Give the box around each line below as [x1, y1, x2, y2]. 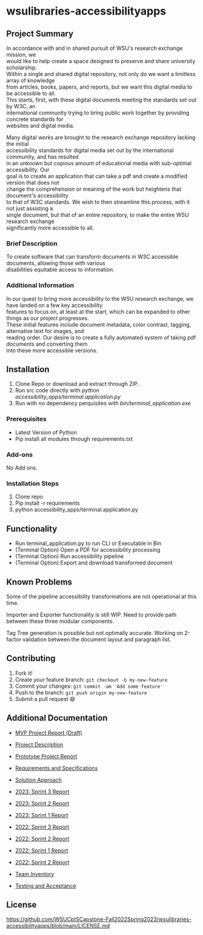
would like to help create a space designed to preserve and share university [6, 58, 196, 64]
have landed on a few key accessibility [6, 301, 103, 309]
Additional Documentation [6, 713, 108, 724]
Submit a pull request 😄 [15, 695, 76, 702]
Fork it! [15, 670, 33, 677]
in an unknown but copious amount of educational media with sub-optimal [6, 160, 192, 166]
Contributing [6, 653, 56, 663]
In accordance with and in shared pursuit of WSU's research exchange [6, 44, 183, 52]
